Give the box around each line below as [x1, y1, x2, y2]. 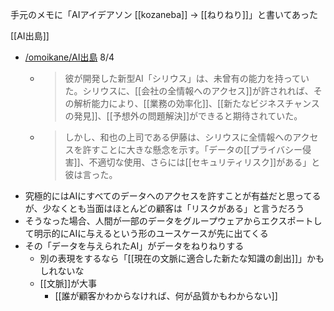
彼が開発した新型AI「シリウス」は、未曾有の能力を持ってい [64, 73, 310, 84]
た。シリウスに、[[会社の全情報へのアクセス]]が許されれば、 [64, 85, 314, 97]
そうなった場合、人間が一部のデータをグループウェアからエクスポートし [24, 215, 323, 227]
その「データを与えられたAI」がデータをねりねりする [24, 240, 245, 252]
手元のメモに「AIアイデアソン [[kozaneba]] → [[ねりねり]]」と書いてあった [10, 9, 319, 20]
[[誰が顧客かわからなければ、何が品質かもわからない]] [54, 290, 278, 302]
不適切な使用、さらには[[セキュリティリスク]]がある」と [88, 156, 321, 168]
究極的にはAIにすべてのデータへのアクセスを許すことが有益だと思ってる [24, 190, 322, 202]
